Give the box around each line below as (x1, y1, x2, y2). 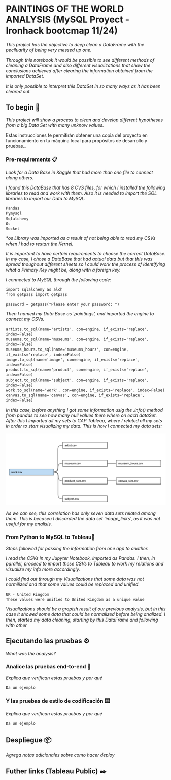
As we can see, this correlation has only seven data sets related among (6, 510, 156, 516)
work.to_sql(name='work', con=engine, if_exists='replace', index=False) (6, 388, 165, 393)
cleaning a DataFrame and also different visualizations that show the (6, 62, 151, 68)
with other (6, 622, 27, 628)
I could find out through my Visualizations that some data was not (6, 576, 144, 582)
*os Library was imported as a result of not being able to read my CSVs (6, 235, 156, 241)
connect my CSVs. (6, 316, 45, 322)
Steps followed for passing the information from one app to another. (6, 545, 149, 551)
